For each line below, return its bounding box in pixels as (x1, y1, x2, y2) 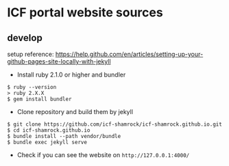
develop (7, 32, 43, 44)
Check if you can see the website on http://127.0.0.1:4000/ (16, 151, 190, 158)
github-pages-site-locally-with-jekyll (7, 57, 111, 66)
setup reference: (7, 50, 54, 58)
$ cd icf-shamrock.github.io (7, 127, 91, 134)
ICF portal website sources (7, 5, 163, 20)
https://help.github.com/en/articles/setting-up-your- (55, 50, 204, 58)
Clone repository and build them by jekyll (16, 108, 134, 115)
